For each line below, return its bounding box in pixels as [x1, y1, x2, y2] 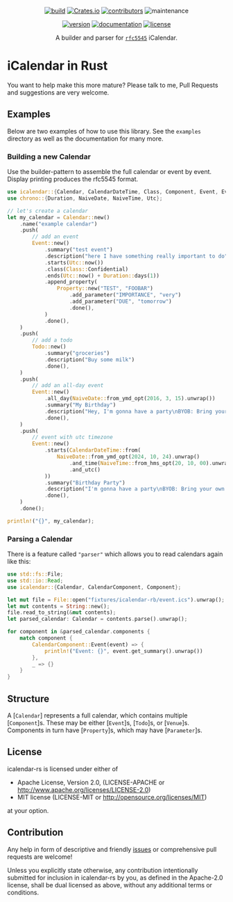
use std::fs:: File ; [7, 571, 64, 578]
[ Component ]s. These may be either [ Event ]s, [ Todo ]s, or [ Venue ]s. [7, 719, 189, 727]
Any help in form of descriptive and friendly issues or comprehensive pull [7, 845, 217, 853]
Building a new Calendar [7, 152, 92, 161]
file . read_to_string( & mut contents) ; [7, 609, 116, 616]
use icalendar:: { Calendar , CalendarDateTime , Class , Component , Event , [7, 189, 218, 196]
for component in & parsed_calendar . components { [7, 628, 150, 635]
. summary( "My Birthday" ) [44, 402, 116, 409]
